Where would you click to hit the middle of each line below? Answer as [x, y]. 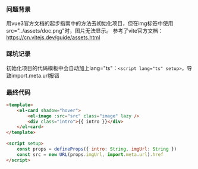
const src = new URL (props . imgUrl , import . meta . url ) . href [90, 154]
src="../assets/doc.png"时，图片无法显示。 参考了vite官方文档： [85, 31]
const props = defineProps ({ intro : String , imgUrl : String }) [97, 149]
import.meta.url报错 [35, 75]
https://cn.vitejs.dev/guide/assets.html [53, 37]
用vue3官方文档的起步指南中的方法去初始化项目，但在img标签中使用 [90, 23]
